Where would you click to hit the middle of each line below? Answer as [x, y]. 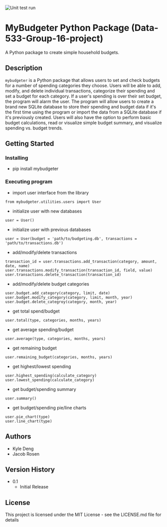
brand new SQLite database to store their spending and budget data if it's [81, 106]
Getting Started [30, 144]
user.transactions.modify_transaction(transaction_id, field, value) [79, 270]
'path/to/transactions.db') [34, 243]
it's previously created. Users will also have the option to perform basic [78, 117]
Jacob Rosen [26, 454]
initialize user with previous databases [52, 229]
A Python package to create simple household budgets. [62, 52]
